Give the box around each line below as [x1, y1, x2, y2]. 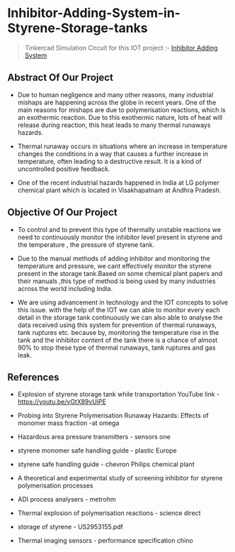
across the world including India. [17, 284, 113, 292]
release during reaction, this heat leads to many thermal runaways [17, 121, 211, 129]
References [7, 371, 59, 383]
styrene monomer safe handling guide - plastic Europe [17, 446, 177, 455]
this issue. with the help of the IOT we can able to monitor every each [17, 305, 221, 314]
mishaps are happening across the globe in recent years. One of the [17, 98, 217, 106]
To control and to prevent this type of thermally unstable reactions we [17, 225, 222, 233]
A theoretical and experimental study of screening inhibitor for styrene [17, 474, 223, 482]
